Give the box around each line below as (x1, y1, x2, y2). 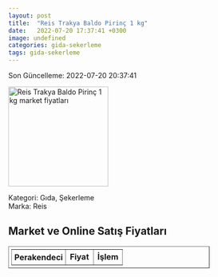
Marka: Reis (8, 201, 48, 211)
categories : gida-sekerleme (8, 42, 102, 49)
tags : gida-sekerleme (8, 49, 81, 57)
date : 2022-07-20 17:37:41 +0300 (8, 26, 127, 34)
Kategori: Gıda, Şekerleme (8, 193, 95, 202)
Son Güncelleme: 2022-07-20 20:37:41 (8, 71, 137, 80)
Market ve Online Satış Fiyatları (8, 224, 168, 238)
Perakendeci (14, 251, 64, 263)
